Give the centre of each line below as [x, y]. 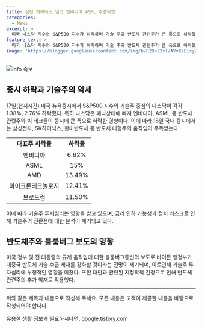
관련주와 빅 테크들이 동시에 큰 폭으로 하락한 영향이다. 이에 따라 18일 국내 [91, 121]
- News [20, 23]
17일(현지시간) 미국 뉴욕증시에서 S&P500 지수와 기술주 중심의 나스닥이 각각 [94, 106]
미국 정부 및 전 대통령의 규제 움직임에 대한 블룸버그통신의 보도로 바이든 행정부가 [99, 257]
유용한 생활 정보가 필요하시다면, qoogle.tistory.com [67, 319]
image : [14, 51]
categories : [21, 17]
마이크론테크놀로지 [34, 186]
